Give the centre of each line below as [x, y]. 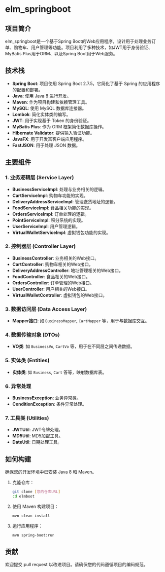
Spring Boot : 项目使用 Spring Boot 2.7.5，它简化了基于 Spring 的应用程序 [86, 83]
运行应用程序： [27, 526]
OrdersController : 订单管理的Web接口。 [53, 283]
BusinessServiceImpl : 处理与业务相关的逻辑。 [59, 189]
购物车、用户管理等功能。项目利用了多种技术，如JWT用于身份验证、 [83, 47]
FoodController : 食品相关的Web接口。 [51, 276]
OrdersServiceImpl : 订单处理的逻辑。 [51, 214]
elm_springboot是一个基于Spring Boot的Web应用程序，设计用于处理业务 [78, 41]
